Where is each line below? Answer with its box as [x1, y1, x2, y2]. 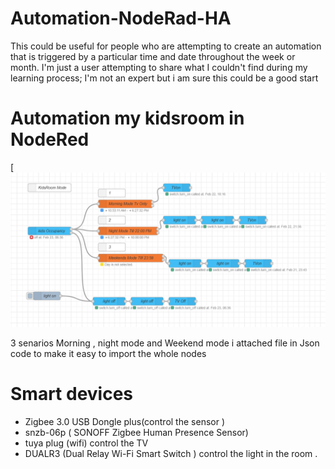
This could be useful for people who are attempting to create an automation [10, 40, 322, 52]
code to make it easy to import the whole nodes [10, 347, 207, 359]
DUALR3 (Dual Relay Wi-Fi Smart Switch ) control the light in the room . [24, 447, 318, 459]
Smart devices [10, 383, 134, 406]
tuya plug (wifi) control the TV [24, 437, 149, 449]
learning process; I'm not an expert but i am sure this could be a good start [10, 72, 319, 84]
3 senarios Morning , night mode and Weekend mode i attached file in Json [10, 337, 320, 349]
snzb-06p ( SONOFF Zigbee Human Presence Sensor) [24, 426, 249, 438]
